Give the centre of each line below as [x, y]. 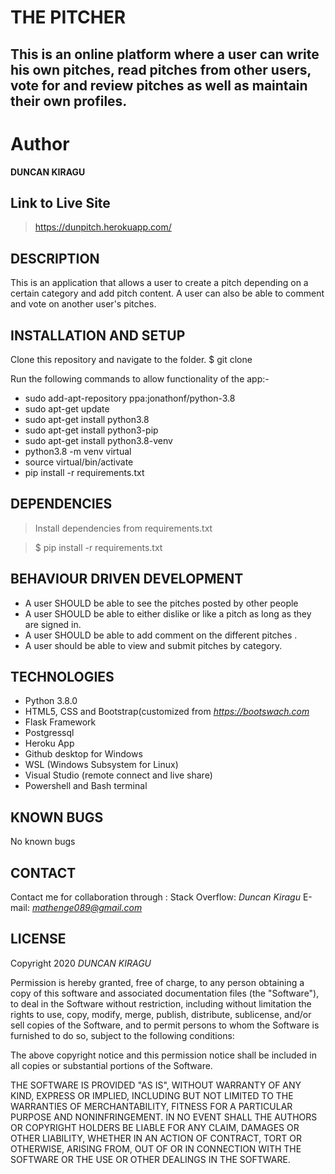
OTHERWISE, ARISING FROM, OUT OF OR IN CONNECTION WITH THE [156, 1148]
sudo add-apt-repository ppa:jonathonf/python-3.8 [130, 398]
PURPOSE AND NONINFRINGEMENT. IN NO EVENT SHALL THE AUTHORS [164, 1117]
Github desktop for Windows [83, 754]
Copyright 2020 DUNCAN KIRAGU [81, 963]
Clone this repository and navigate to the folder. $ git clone [131, 359]
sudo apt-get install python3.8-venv [98, 440]
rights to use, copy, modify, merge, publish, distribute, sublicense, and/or [161, 1014]
